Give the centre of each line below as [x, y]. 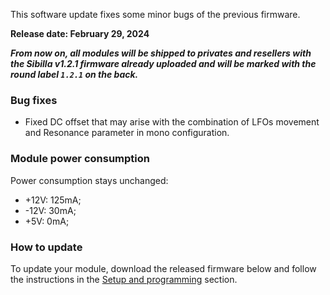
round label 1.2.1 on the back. [74, 74]
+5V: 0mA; [47, 221]
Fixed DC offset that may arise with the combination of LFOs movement [172, 122]
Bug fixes [34, 100]
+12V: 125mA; [53, 200]
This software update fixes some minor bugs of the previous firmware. [155, 14]
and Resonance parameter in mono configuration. [127, 133]
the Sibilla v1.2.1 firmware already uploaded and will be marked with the [163, 63]
